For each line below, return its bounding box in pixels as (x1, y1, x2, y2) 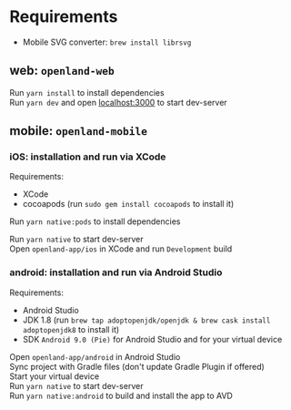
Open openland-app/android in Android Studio (9, 351, 181, 362)
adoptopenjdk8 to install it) (22, 323, 120, 334)
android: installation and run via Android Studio (9, 266, 223, 279)
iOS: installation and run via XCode (9, 150, 166, 163)
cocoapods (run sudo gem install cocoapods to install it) (22, 199, 235, 210)
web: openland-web (9, 63, 115, 78)
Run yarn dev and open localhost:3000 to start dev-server (9, 97, 227, 108)
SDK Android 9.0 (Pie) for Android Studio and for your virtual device (22, 333, 283, 344)
